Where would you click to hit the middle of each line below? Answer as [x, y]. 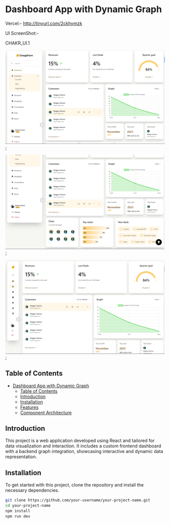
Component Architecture [46, 413]
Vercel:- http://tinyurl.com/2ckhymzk [44, 23]
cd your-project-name [28, 506]
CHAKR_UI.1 [18, 43]
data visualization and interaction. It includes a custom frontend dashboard [83, 446]
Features [29, 407]
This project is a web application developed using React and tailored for [80, 441]
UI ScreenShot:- [22, 33]
